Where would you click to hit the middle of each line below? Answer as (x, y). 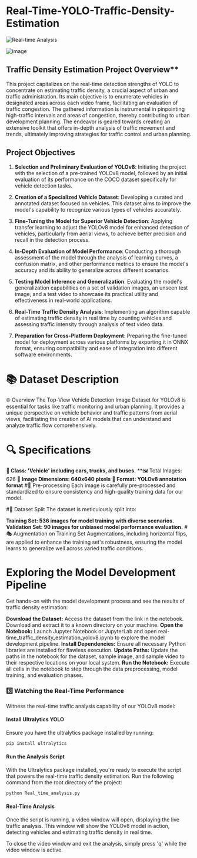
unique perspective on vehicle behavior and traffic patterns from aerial (92, 412)
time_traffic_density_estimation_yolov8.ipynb (60, 637)
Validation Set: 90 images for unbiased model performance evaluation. (95, 527)
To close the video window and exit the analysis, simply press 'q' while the (96, 844)
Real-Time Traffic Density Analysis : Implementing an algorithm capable (102, 311)
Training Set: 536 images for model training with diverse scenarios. (90, 521)
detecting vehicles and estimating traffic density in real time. (79, 832)
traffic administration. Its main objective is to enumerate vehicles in (87, 96)
